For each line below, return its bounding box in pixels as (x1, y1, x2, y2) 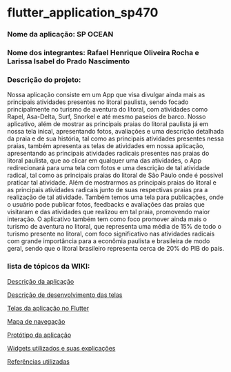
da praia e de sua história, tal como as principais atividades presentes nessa (7, 134, 224, 143)
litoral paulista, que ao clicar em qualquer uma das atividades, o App (7, 156, 202, 165)
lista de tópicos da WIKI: (7, 262, 90, 271)
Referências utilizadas (7, 357, 70, 366)
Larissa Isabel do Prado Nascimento (7, 56, 130, 66)
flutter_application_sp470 (7, 5, 159, 21)
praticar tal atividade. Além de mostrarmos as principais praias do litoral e (7, 178, 217, 187)
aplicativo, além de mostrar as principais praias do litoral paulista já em (7, 120, 209, 128)
